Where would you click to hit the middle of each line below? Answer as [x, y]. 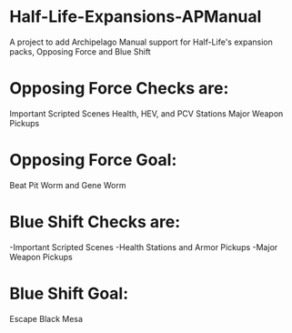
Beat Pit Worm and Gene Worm [68, 185]
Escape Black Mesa [46, 318]
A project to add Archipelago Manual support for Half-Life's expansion [141, 42]
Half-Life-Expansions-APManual [136, 17]
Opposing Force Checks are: [119, 89]
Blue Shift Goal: [69, 293]
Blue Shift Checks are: [95, 222]
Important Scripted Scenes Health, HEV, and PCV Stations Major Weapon [146, 113]
